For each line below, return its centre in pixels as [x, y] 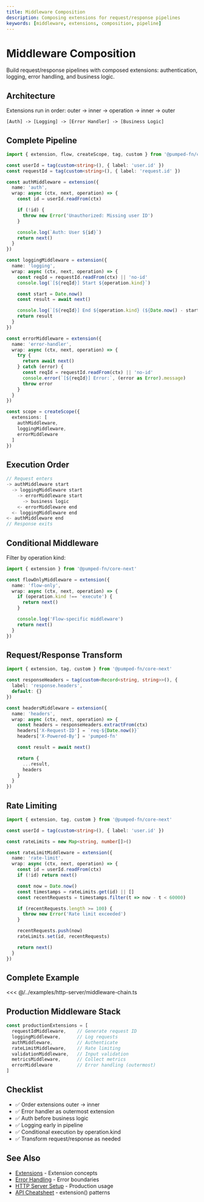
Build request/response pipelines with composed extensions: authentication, [102, 70]
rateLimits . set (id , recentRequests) [64, 937]
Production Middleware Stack [63, 1011]
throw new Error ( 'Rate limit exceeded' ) [74, 914]
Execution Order [38, 464]
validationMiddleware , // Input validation [70, 1054]
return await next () [48, 361]
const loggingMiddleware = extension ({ [57, 260]
